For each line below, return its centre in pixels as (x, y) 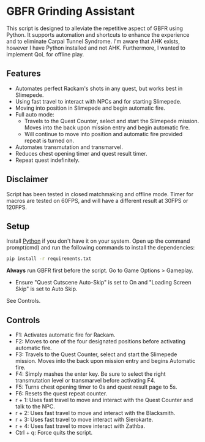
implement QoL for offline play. (45, 54)
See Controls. (24, 301)
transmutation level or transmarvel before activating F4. (85, 381)
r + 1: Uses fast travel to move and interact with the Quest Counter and (104, 400)
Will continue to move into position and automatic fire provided (103, 134)
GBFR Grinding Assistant (71, 11)
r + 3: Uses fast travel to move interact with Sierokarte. (84, 420)
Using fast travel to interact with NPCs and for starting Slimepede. (98, 101)
